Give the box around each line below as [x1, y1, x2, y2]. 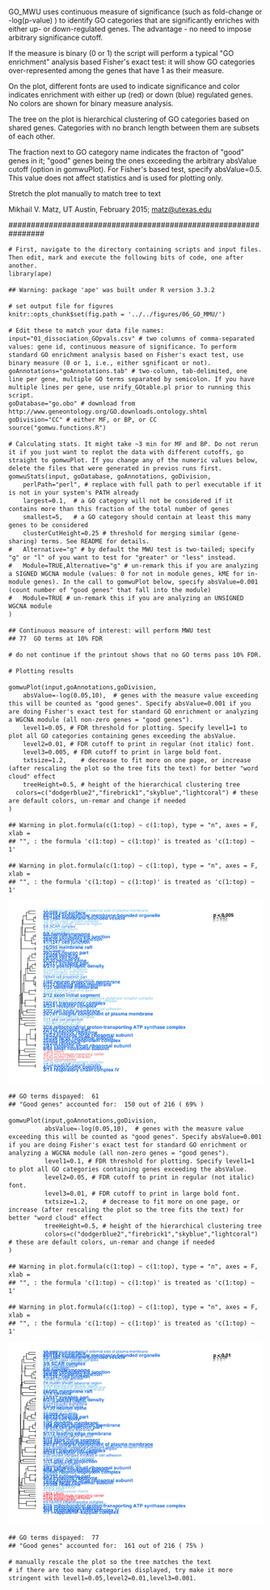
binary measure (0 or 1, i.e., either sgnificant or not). [8, 359, 212, 367]
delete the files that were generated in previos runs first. [8, 465, 222, 473]
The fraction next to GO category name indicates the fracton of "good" [8, 148, 245, 156]
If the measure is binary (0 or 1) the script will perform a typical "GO [8, 49, 234, 58]
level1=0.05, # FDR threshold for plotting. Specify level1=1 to [23, 724, 248, 732]
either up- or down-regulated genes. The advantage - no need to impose [8, 24, 252, 33]
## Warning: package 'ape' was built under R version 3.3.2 [8, 286, 216, 294]
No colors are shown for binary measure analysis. [8, 99, 174, 108]
